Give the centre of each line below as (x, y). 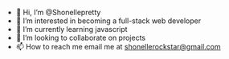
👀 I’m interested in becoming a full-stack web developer (108, 21)
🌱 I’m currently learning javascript (72, 29)
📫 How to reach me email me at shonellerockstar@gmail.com (118, 47)
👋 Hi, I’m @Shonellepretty (58, 12)
